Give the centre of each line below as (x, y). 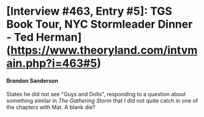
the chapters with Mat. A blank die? (51, 107)
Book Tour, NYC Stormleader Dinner (100, 24)
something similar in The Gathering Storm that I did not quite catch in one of (102, 101)
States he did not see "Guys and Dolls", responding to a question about (96, 94)
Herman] (59, 37)
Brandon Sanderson (32, 80)
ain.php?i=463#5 (52, 63)
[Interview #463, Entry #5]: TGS (89, 11)
